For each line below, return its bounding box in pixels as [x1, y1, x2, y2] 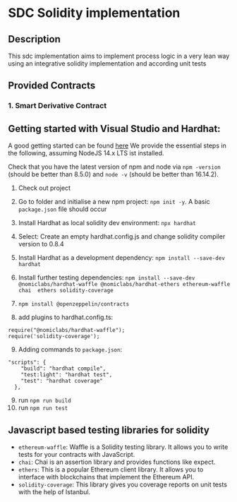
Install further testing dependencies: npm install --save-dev [18, 273, 195, 282]
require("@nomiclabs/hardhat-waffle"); [8, 327, 126, 334]
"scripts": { [8, 359, 47, 366]
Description [8, 33, 61, 45]
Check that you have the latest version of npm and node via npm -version [8, 162, 221, 171]
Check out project [18, 184, 71, 192]
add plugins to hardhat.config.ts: [18, 313, 114, 322]
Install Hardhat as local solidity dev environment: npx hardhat [18, 219, 196, 227]
